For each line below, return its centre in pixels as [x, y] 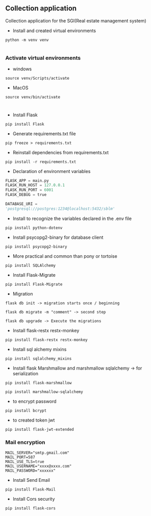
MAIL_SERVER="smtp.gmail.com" [37, 453]
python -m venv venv [27, 40]
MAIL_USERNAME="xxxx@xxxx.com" [39, 466]
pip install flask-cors [31, 508]
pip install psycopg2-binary [36, 247]
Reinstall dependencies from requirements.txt [60, 152]
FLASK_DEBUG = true [26, 195]
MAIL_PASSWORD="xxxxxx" [31, 471]
